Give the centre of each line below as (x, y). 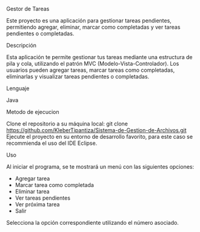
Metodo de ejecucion (33, 112)
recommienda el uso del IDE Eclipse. (52, 143)
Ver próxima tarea (37, 204)
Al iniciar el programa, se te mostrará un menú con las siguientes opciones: (100, 167)
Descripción (22, 45)
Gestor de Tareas (28, 9)
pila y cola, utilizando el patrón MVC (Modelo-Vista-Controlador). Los (93, 64)
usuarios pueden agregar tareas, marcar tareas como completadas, (91, 70)
